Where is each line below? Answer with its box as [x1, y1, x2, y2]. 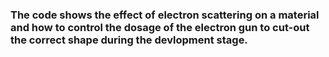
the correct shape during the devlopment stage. [10, 33, 248, 47]
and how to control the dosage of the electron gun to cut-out [10, 20, 310, 34]
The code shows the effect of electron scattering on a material [10, 8, 320, 22]
